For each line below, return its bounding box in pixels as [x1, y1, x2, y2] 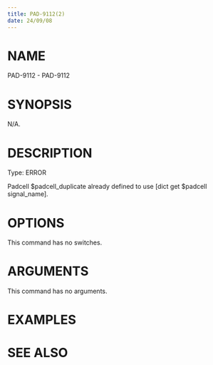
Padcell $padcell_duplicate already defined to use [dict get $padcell [7, 182, 207, 191]
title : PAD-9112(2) [7, 10, 66, 18]
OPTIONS [7, 215, 65, 231]
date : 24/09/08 [7, 17, 53, 24]
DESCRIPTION [7, 145, 93, 161]
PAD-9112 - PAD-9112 [7, 71, 70, 80]
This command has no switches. [7, 238, 103, 247]
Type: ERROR [7, 168, 46, 177]
